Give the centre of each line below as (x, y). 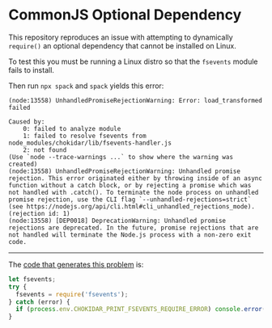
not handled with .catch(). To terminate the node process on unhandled (134, 192)
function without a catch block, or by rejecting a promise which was (130, 185)
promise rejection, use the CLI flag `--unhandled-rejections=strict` (130, 200)
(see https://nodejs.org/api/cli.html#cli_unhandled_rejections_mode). (132, 206)
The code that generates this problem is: (76, 264)
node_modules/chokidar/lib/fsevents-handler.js (90, 143)
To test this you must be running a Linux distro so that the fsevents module (133, 61)
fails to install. (32, 69)
